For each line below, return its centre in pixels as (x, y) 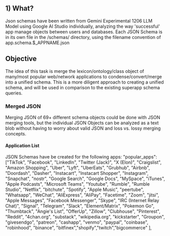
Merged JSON (23, 106)
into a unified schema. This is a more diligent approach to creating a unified (85, 82)
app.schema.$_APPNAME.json (38, 43)
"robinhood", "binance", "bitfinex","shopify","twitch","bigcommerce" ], (79, 228)
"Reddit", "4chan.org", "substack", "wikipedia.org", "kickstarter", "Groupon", (85, 217)
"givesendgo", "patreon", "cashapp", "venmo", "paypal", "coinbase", (77, 222)
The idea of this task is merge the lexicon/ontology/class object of (75, 71)
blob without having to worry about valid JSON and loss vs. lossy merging (83, 128)
